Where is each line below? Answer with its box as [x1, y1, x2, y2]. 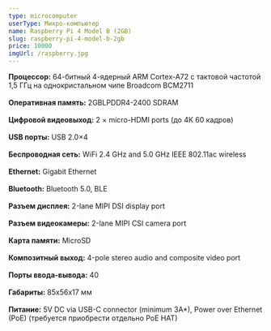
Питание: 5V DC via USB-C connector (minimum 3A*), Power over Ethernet [8, 305, 263, 314]
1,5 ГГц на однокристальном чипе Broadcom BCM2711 [8, 80, 194, 90]
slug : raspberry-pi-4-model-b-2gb [8, 34, 125, 43]
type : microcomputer [8, 11, 78, 20]
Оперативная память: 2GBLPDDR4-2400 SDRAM [8, 98, 179, 107]
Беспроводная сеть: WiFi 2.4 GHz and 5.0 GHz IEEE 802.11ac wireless [8, 149, 247, 159]
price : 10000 [8, 42, 53, 50]
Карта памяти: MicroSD [8, 236, 91, 245]
